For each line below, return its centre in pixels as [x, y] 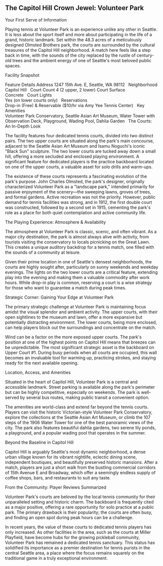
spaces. [13, 65]
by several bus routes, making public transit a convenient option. [85, 397]
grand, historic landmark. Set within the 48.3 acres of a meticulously [73, 40]
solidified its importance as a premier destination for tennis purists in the [78, 547]
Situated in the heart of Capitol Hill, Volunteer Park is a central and [71, 382]
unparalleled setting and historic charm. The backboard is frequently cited [80, 502]
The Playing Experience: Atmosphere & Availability [55, 222]
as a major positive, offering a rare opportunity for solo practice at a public [80, 507]
